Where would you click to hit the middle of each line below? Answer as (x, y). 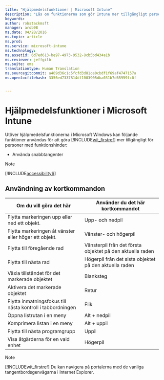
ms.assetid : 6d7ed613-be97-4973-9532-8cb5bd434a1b (58, 55)
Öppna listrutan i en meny (37, 315)
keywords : (15, 19)
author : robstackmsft (27, 23)
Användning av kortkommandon (55, 189)
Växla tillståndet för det (34, 273)
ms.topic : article (24, 37)
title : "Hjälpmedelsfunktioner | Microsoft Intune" (59, 10)
